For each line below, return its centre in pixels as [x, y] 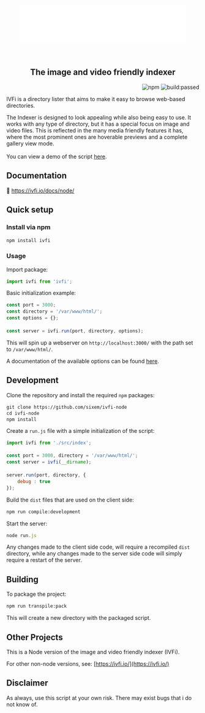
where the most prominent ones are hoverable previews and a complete [97, 137]
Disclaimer [27, 683]
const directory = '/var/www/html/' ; [54, 311]
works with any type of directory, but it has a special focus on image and [98, 124]
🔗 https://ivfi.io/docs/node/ [40, 190]
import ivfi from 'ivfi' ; [39, 281]
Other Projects [35, 637]
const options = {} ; [33, 318]
